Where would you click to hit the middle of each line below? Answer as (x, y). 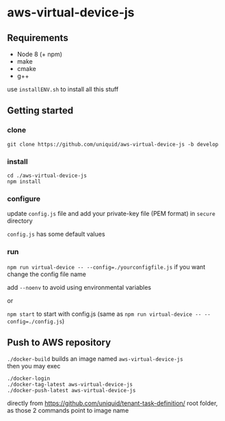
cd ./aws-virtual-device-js (47, 176)
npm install (24, 181)
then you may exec (34, 366)
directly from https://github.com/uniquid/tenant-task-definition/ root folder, (112, 403)
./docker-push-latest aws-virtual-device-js (71, 391)
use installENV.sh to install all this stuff (63, 89)
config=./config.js (35, 322)
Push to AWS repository (59, 342)
